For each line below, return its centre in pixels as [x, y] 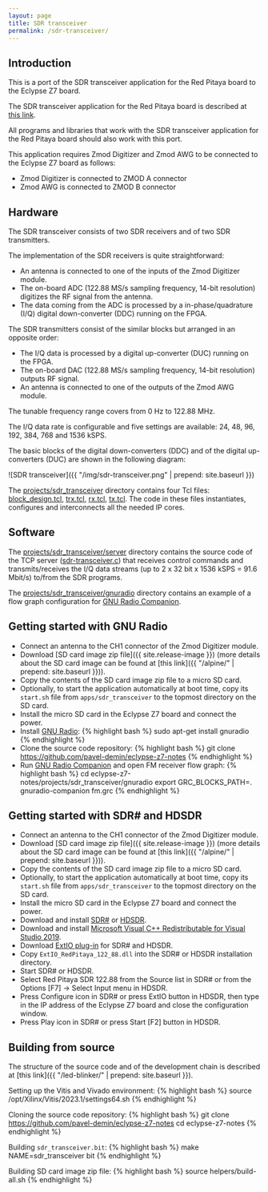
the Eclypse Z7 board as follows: [62, 163]
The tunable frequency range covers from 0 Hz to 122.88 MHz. [112, 411]
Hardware [33, 212]
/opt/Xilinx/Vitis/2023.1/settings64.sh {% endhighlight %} [102, 1099]
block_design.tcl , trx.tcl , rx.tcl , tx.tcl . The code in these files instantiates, [127, 499]
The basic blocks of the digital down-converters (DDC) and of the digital [127, 451]
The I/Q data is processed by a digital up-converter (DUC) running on [134, 353]
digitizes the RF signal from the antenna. [86, 296]
